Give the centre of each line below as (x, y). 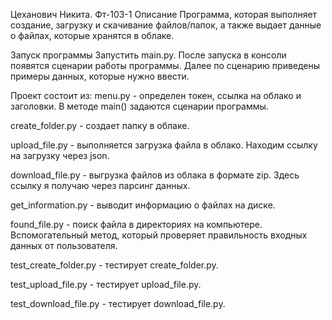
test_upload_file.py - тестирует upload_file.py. (106, 284)
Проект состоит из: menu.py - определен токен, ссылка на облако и (156, 95)
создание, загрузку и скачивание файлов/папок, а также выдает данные (166, 25)
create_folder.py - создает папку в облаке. (100, 125)
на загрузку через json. (60, 155)
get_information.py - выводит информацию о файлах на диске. (143, 205)
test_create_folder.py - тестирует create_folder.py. (114, 265)
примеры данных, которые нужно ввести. (100, 76)
